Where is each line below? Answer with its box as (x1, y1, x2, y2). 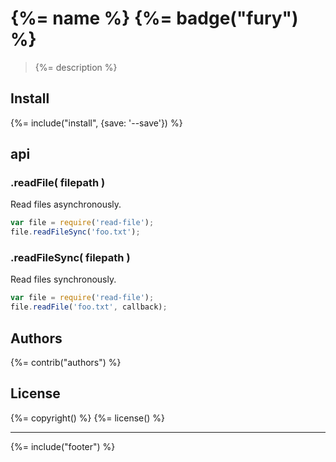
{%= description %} (34, 61, 118, 73)
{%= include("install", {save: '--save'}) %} (10, 117, 183, 129)
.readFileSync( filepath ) (10, 251, 131, 265)
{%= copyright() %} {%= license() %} (10, 412, 166, 424)
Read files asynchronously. (10, 198, 122, 211)
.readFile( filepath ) (10, 176, 106, 190)
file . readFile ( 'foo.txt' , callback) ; (10, 302, 168, 312)
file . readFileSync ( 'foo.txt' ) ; (10, 227, 141, 237)
